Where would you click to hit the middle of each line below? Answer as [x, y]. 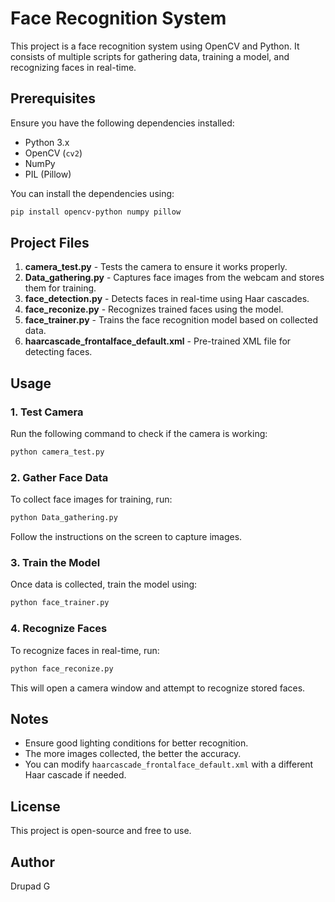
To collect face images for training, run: [91, 499]
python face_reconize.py [62, 668]
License [35, 806]
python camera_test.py [57, 452]
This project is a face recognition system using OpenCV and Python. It [155, 46]
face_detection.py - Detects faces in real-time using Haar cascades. [167, 299]
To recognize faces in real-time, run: [85, 650]
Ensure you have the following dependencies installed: [122, 123]
